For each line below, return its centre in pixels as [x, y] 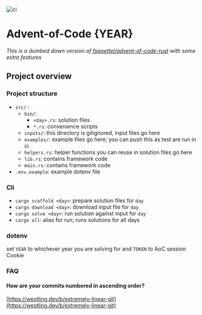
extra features [24, 57]
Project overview [39, 76]
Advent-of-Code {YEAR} [70, 34]
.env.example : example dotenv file [57, 171]
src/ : [22, 107]
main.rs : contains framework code [67, 165]
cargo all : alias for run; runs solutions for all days [77, 220]
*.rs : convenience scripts [66, 126]
